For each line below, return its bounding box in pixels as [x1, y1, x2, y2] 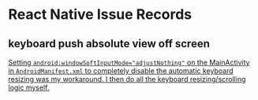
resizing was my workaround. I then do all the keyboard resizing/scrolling [8, 75, 246, 83]
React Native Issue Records [8, 6, 193, 24]
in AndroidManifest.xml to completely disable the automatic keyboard [8, 66, 234, 76]
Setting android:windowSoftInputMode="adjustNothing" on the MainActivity [8, 57, 250, 67]
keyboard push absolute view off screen [8, 37, 211, 50]
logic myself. [8, 83, 50, 92]
